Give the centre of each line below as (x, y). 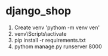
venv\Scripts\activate (40, 33)
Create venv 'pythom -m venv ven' (57, 27)
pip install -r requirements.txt (50, 40)
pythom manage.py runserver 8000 (58, 46)
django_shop (38, 11)
